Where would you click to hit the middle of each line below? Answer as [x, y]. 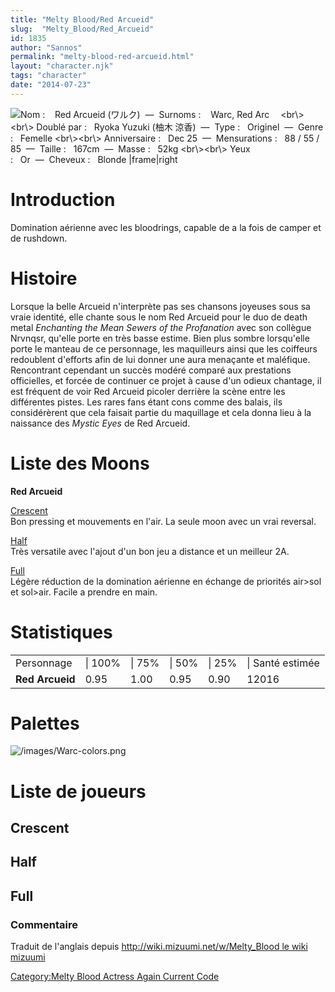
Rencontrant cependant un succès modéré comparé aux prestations [151, 370]
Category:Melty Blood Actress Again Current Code [115, 977]
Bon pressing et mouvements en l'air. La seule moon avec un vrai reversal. [163, 521]
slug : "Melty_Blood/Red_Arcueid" [82, 29]
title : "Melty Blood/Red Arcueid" [82, 19]
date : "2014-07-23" [51, 85]
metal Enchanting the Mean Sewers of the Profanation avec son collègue [161, 327]
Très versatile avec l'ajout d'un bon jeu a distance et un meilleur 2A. [150, 551]
